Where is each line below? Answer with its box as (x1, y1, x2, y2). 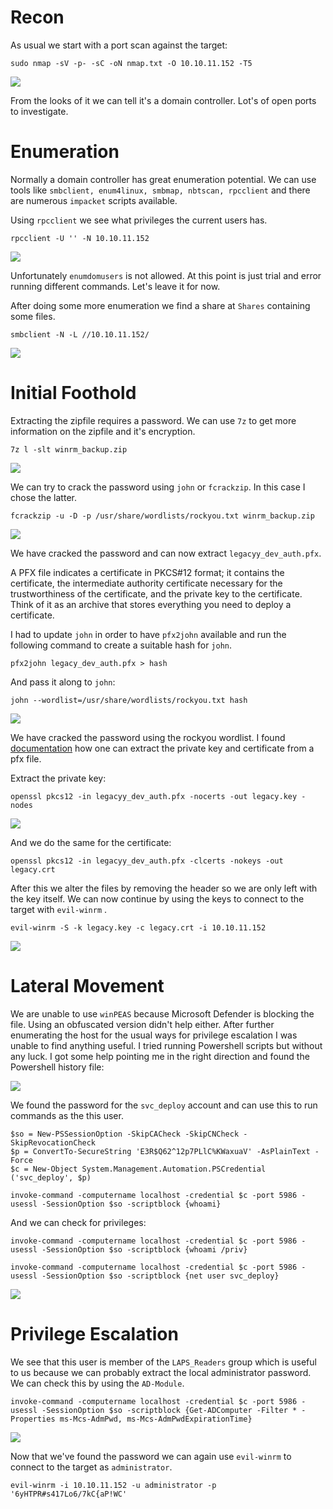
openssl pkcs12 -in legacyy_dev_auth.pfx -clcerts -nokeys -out (10, 856, 284, 866)
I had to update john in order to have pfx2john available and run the (10, 628, 287, 640)
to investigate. (10, 105, 69, 117)
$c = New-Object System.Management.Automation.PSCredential (10, 1164, 267, 1174)
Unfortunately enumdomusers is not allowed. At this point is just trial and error (10, 269, 322, 281)
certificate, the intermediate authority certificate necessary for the (10, 577, 283, 589)
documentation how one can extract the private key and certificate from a (10, 742, 315, 754)
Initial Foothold (10, 382, 137, 405)
